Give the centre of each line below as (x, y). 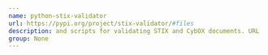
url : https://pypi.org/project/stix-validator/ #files (102, 23)
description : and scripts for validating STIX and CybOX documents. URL (134, 31)
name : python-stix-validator (58, 16)
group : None (28, 38)
